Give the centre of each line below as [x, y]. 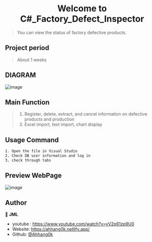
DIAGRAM [21, 75]
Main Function [27, 102]
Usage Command [32, 140]
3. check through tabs [28, 160]
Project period [27, 48]
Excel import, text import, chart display [63, 124]
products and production [49, 119]
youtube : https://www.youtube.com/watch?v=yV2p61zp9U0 [73, 224]
